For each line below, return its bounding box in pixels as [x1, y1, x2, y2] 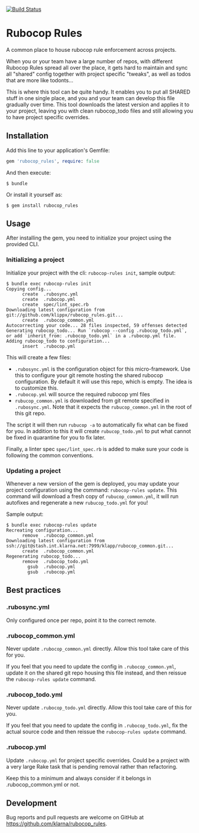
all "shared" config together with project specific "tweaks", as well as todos [6, 70, 191, 77]
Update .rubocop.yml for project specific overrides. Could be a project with [6, 757, 190, 764]
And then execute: [6, 169, 51, 176]
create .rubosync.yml [21, 291, 78, 297]
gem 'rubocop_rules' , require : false [6, 158, 100, 164]
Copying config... [6, 286, 52, 292]
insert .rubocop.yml [21, 343, 76, 349]
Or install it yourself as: [6, 191, 62, 198]
